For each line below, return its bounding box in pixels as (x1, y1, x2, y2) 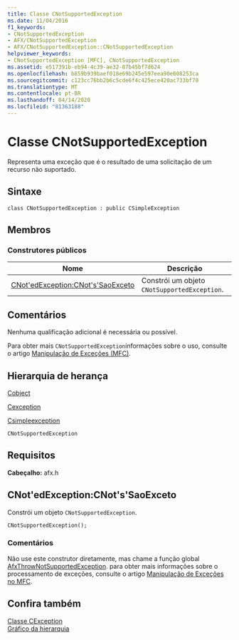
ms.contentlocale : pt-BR (7, 90, 81, 97)
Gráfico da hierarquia (7, 624, 70, 633)
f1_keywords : (7, 24, 46, 31)
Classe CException (7, 616, 63, 625)
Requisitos (7, 450, 55, 462)
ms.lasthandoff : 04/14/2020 (7, 97, 91, 104)
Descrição (166, 264, 203, 274)
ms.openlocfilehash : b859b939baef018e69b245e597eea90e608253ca (7, 70, 199, 77)
